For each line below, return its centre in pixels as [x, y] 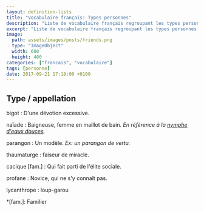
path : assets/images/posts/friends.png [62, 40]
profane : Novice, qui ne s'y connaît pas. [57, 178]
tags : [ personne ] [28, 68]
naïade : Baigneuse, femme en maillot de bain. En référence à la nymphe [97, 125]
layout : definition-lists [39, 12]
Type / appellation [41, 99]
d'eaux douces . [26, 132]
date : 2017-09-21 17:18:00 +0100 [49, 74]
